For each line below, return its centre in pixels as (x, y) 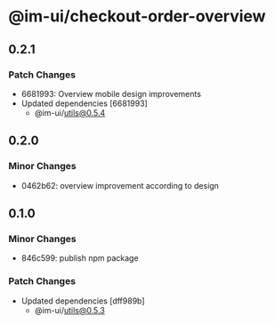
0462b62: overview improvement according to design (120, 185)
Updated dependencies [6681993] (84, 103)
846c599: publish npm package (80, 258)
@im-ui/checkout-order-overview (137, 16)
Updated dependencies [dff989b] (83, 301)
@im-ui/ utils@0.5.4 (70, 112)
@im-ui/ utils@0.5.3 (70, 310)
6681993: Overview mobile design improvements (111, 93)
